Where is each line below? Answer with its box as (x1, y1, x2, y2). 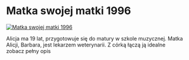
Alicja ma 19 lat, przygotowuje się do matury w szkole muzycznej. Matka (6, 35, 183, 42)
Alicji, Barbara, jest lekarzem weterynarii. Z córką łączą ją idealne (6, 41, 166, 48)
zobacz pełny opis (6, 47, 51, 54)
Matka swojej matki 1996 (6, 4, 131, 18)
